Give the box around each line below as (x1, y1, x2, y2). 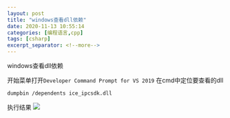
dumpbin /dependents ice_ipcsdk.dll (7, 90, 112, 97)
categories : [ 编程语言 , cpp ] (7, 29, 84, 36)
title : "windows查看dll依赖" (7, 16, 87, 23)
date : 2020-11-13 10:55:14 (7, 23, 85, 29)
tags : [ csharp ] (7, 36, 51, 43)
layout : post (7, 10, 45, 17)
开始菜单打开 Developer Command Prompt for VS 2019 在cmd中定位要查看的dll (7, 76, 224, 84)
